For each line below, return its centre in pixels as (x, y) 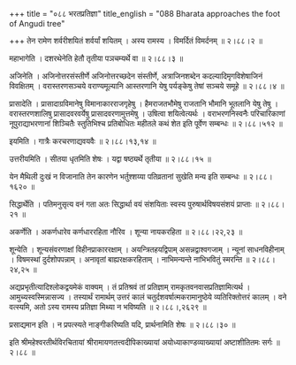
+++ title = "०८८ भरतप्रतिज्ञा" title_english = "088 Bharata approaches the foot (145, 14)
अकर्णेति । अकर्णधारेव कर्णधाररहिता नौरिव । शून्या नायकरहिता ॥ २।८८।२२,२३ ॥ (126, 232)
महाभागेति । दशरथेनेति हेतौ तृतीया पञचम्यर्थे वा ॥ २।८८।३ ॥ (96, 58)
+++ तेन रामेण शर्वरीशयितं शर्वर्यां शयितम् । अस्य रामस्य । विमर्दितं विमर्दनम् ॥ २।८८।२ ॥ (136, 41)
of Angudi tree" (37, 23)
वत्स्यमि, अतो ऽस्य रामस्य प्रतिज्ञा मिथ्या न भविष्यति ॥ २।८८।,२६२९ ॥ (108, 307)
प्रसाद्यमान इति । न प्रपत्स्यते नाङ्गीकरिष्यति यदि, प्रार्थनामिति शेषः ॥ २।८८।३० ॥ (122, 324)
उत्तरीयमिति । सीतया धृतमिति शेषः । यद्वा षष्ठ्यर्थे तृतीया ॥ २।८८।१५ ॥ (110, 159)
